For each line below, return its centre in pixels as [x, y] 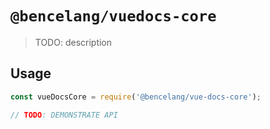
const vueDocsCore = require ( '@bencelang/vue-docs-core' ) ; [136, 97]
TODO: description [73, 42]
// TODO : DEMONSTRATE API [64, 115]
